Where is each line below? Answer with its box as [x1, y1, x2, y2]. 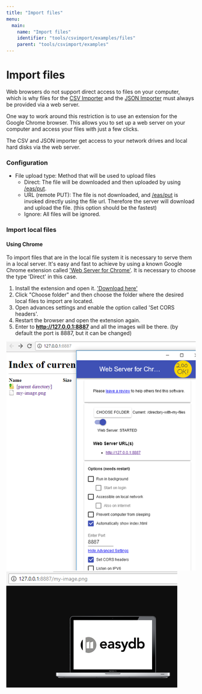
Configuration [6, 158, 48, 167]
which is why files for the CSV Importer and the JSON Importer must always [6, 94, 194, 102]
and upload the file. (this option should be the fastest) [23, 204, 158, 211]
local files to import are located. [14, 298, 94, 305]
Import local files [6, 226, 57, 234]
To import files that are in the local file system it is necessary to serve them [6, 254, 192, 261]
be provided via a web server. [6, 101, 80, 108]
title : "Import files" [6, 10, 63, 16]
